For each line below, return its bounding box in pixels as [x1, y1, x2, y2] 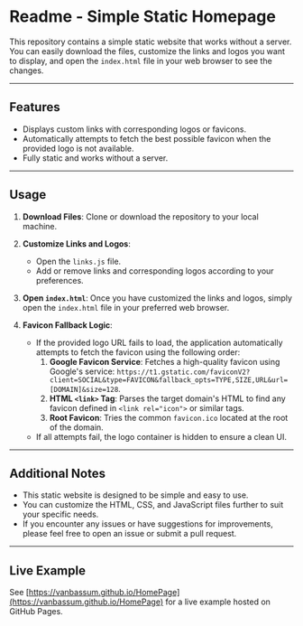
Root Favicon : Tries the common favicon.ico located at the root [49, 412, 289, 423]
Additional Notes [9, 465, 106, 481]
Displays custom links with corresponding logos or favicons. [22, 124, 247, 135]
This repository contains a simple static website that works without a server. [9, 36, 292, 47]
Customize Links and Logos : [22, 238, 131, 249]
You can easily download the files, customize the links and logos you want [9, 45, 286, 56]
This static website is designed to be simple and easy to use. [22, 490, 249, 500]
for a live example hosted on [165, 596, 271, 607]
